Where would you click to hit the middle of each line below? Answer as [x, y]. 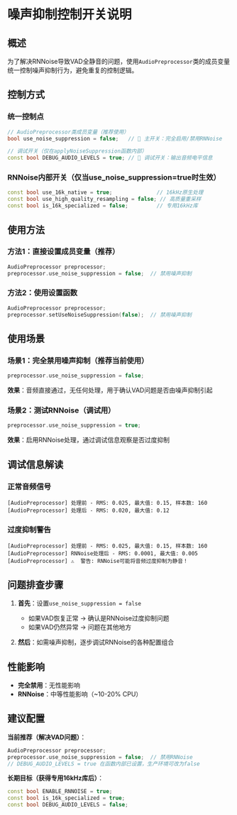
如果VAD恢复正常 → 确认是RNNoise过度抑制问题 [99, 618]
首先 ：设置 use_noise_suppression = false [79, 603]
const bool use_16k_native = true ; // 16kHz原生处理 [105, 192]
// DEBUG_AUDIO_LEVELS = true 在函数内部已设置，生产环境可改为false [104, 764]
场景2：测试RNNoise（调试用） [61, 410]
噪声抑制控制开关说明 [70, 15]
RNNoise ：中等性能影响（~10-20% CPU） [80, 694]
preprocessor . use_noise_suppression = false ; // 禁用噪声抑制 [100, 273]
